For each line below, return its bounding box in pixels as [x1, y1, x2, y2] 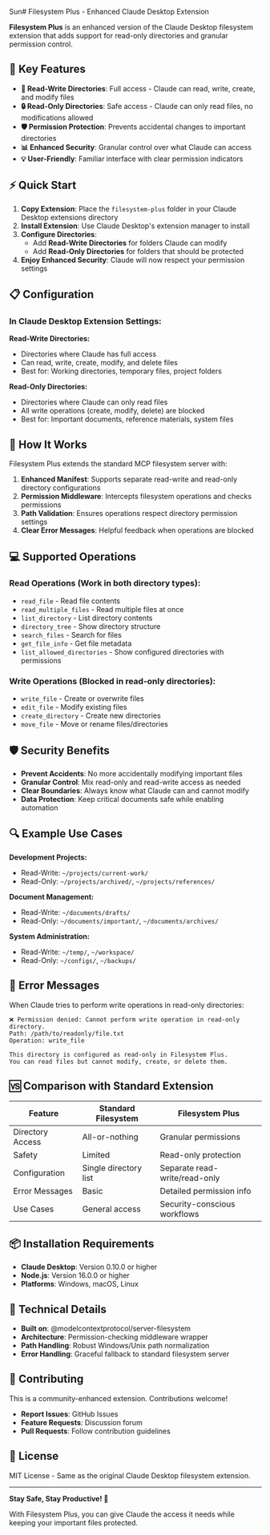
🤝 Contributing [9, 1372, 84, 1386]
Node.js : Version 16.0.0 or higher [20, 1271, 131, 1280]
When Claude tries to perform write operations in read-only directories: [9, 1000, 244, 1009]
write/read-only [159, 1173, 220, 1184]
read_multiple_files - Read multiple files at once [20, 604, 184, 614]
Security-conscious [159, 1199, 236, 1210]
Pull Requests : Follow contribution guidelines [20, 1426, 171, 1436]
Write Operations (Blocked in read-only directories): [9, 675, 216, 687]
